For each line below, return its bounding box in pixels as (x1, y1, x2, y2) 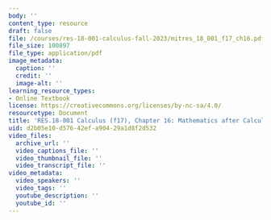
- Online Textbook (8, 94, 70, 102)
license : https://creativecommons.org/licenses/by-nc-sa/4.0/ (8, 102, 222, 110)
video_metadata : (8, 169, 63, 177)
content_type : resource (8, 19, 89, 27)
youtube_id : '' (15, 199, 67, 207)
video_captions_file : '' (15, 147, 99, 155)
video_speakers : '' (15, 176, 81, 185)
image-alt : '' (15, 79, 63, 87)
